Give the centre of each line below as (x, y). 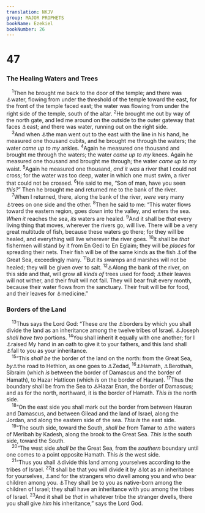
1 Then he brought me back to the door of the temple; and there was (97, 93)
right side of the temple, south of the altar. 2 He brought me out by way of (99, 113)
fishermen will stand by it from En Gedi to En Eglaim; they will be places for (101, 245)
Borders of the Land (36, 309)
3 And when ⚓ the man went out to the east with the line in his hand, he (100, 134)
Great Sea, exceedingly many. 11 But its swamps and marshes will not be (96, 259)
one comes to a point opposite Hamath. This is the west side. (83, 455)
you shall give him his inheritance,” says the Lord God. (75, 503)
